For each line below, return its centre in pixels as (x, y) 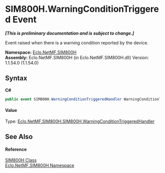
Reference (16, 149)
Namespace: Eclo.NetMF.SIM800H (41, 52)
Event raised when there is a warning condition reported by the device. (77, 42)
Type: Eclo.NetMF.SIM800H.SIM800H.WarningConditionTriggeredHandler (80, 121)
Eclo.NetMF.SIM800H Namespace (40, 166)
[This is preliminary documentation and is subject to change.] (69, 33)
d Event (21, 19)
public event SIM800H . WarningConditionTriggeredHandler (63, 99)
